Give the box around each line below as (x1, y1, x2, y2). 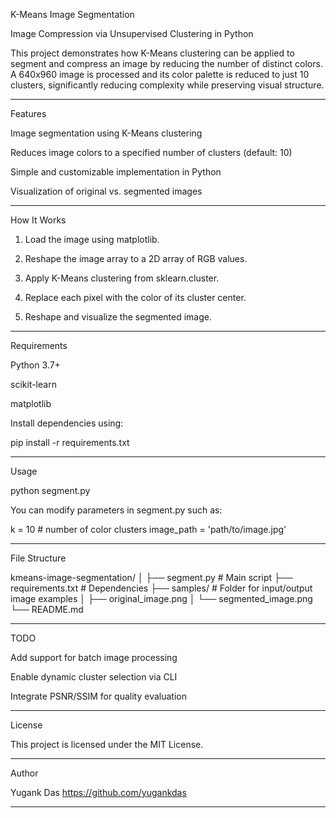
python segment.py (10, 485, 91, 496)
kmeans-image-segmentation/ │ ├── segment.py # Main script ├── (10, 572, 293, 583)
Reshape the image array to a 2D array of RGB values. (24, 253, 248, 264)
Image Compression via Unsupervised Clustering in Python (10, 28, 254, 39)
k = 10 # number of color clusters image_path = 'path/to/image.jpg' (10, 524, 287, 535)
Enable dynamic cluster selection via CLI (10, 671, 178, 683)
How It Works (10, 214, 67, 226)
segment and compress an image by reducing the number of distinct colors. (10, 58, 323, 69)
